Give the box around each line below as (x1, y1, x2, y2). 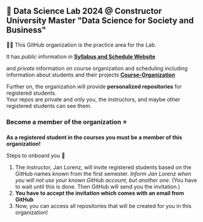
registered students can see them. (6, 102, 92, 109)
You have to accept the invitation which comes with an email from (15, 189, 184, 197)
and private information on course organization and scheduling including (6, 64, 188, 72)
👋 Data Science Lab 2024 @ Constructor (6, 6, 162, 16)
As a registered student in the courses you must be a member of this (6, 134, 182, 141)
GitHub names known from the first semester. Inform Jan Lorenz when (15, 170, 192, 178)
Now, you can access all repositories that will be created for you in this (15, 203, 192, 210)
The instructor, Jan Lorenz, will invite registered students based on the (15, 164, 192, 171)
